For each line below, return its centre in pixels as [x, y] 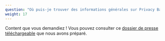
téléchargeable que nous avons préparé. [46, 33]
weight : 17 [16, 14]
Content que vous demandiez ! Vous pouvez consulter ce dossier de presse [82, 28]
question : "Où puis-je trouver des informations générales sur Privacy [80, 10]
